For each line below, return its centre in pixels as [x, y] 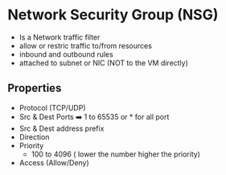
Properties [35, 88]
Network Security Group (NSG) [113, 15]
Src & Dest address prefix [62, 128]
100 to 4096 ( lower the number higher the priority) [115, 154]
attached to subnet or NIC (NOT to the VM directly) [103, 63]
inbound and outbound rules [66, 54]
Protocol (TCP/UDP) [52, 107]
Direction [34, 137]
